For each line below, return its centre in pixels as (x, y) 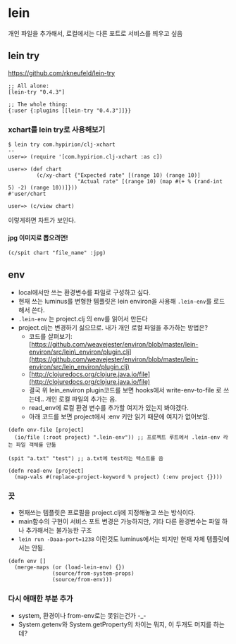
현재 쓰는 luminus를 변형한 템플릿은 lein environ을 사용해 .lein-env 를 (115, 302)
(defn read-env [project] (46, 471)
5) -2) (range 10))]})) (43, 188)
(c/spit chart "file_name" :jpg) (57, 253)
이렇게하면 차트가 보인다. (42, 221)
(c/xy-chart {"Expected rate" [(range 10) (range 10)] (118, 175)
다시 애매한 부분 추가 (41, 599)
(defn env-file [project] (46, 430)
